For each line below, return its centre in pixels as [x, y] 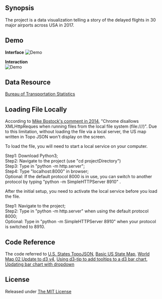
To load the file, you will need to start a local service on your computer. [76, 146]
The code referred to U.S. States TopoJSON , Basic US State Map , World [77, 254]
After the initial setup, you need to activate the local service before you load [81, 191]
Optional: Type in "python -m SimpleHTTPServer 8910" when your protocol [81, 222]
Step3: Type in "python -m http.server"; [45, 166]
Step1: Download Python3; [32, 156]
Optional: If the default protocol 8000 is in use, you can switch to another [79, 177]
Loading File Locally [36, 109]
